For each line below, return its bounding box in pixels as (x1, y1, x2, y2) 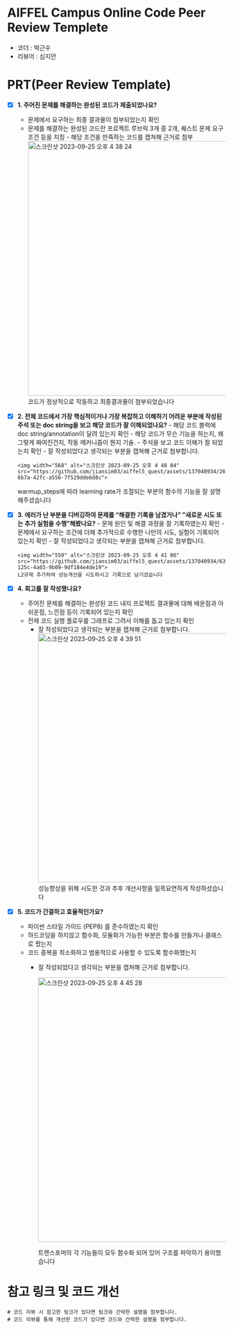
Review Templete (7, 19, 109, 35)
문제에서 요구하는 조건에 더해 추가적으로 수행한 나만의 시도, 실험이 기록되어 (17, 528, 220, 536)
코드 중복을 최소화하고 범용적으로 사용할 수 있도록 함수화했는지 (27, 949, 196, 957)
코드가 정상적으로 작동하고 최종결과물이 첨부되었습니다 (27, 397, 175, 405)
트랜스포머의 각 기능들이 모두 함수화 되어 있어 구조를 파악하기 (37, 1248, 203, 1257)
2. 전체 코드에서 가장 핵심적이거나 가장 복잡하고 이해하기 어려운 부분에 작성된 (17, 412, 223, 421)
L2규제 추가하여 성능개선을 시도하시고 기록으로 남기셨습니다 (17, 571, 163, 579)
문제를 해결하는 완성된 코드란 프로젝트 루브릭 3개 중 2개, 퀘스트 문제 (27, 124, 211, 133)
